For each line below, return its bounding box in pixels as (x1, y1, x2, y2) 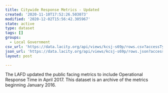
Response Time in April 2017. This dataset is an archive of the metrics (5, 77, 148, 83)
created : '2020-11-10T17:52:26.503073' (5, 12, 88, 17)
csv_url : (5, 44, 23, 49)
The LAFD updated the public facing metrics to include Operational (5, 72, 143, 78)
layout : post (5, 53, 32, 59)
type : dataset (5, 26, 35, 31)
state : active (5, 21, 35, 26)
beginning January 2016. (5, 82, 56, 88)
